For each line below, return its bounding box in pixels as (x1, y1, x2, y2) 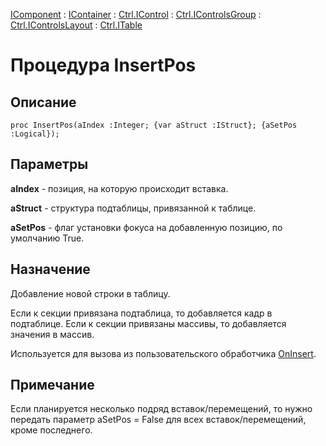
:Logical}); (10, 129, 60, 139)
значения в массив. (10, 328, 95, 340)
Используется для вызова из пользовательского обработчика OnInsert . (10, 347, 317, 359)
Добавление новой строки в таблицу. (10, 287, 171, 299)
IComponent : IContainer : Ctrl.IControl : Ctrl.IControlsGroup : (10, 9, 262, 20)
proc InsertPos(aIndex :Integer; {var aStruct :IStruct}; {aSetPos (10, 120, 298, 130)
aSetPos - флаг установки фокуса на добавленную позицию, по (10, 221, 283, 233)
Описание (10, 94, 77, 111)
